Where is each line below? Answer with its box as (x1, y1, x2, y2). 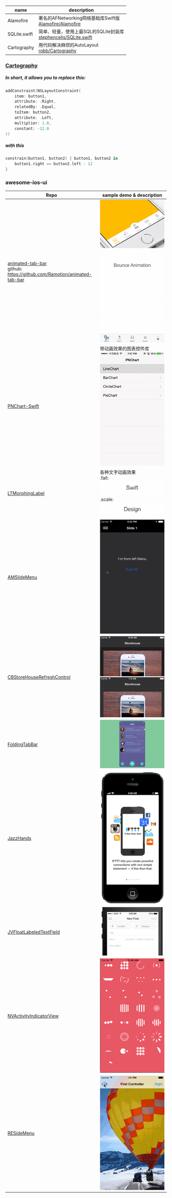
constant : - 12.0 (14, 126, 50, 131)
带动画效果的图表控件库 (99, 345, 149, 352)
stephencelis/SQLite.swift (38, 34, 93, 40)
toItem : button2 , (14, 110, 52, 115)
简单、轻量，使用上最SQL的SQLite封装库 (38, 29, 124, 34)
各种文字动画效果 (99, 469, 136, 475)
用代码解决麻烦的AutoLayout (38, 42, 99, 48)
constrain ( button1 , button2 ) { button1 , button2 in (5, 156, 118, 161)
